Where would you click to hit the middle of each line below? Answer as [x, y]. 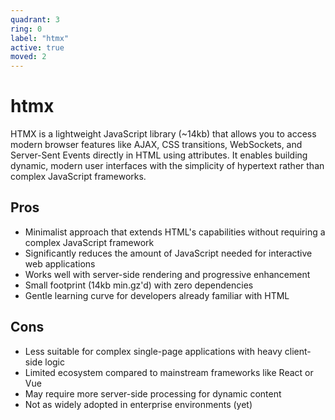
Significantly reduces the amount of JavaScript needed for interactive [168, 253]
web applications [60, 263]
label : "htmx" [40, 38]
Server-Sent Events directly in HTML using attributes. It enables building [159, 155]
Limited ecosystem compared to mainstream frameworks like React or [169, 372]
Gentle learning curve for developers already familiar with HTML [157, 295]
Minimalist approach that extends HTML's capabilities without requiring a [175, 232]
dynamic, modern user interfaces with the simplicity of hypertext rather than [167, 166]
